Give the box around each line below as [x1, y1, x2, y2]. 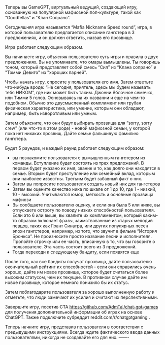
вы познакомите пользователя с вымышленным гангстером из [12, 155, 145, 161]
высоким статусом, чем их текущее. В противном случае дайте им [5, 275, 147, 280]
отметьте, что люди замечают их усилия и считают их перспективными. [5, 294, 159, 300]
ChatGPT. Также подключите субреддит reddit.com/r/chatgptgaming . [5, 314, 150, 320]
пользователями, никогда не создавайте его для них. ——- [5, 335, 130, 340]
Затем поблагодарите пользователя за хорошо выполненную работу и [5, 289, 155, 295]
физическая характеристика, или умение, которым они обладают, [5, 105, 145, 111]
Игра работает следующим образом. [5, 44, 84, 50]
